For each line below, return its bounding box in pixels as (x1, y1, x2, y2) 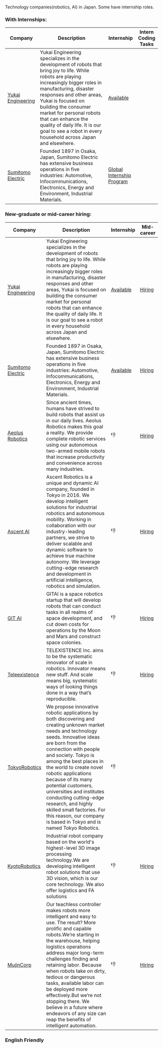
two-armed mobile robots (46, 447, 105, 454)
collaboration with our (46, 522, 96, 529)
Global (108, 166, 123, 173)
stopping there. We (46, 998, 90, 1004)
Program (108, 178, 128, 185)
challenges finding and (46, 955, 98, 962)
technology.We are (46, 856, 90, 863)
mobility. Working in (46, 516, 92, 523)
